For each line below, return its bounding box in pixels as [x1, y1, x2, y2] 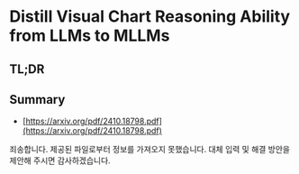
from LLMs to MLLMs [9, 25, 170, 46]
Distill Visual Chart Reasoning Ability [9, 6, 291, 27]
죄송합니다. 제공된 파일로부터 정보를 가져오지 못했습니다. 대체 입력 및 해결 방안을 [9, 144, 291, 155]
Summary [9, 92, 66, 107]
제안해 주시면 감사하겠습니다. [9, 155, 111, 166]
